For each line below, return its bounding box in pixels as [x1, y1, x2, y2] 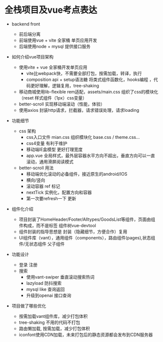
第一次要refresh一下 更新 [26, 195, 77, 201]
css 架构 [19, 128, 36, 134]
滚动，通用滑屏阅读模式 [26, 158, 74, 164]
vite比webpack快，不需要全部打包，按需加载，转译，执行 [26, 70, 142, 76]
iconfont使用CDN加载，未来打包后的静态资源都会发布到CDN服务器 [19, 332, 153, 338]
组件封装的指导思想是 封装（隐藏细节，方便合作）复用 [19, 229, 127, 235]
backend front [11, 21, 41, 27]
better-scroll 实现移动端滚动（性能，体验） [19, 101, 105, 107]
